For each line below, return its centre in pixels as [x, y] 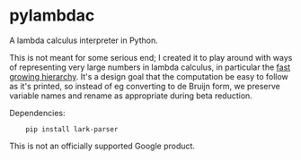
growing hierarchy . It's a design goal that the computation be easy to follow [149, 76]
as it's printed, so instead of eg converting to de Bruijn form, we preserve [145, 86]
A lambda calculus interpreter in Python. [84, 40]
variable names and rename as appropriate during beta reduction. [131, 96]
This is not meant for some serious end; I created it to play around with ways [151, 57]
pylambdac [52, 16]
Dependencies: [37, 113]
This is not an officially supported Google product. [102, 146]
